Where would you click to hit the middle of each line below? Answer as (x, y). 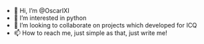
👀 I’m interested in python (50, 18)
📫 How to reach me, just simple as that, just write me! (90, 33)
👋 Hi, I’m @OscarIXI (42, 11)
